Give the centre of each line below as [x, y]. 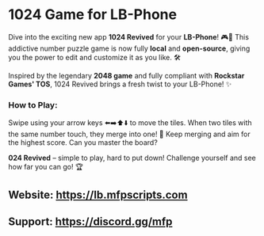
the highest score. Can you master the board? [83, 143]
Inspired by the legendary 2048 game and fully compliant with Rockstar [126, 75]
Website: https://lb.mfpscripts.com [98, 194]
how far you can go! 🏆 [46, 167]
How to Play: [33, 105]
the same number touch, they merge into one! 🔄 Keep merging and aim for [130, 134]
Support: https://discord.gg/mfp [90, 222]
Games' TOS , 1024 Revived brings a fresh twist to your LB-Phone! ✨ [120, 84]
